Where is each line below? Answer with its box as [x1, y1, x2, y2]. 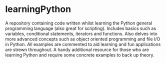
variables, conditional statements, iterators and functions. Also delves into [5, 30, 157, 36]
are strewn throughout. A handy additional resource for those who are [5, 46, 149, 52]
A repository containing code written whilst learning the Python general [5, 20, 152, 26]
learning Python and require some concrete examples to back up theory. [5, 51, 154, 58]
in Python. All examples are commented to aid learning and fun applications [5, 41, 161, 47]
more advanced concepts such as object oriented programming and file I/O [5, 36, 160, 42]
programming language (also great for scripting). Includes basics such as [5, 25, 156, 31]
